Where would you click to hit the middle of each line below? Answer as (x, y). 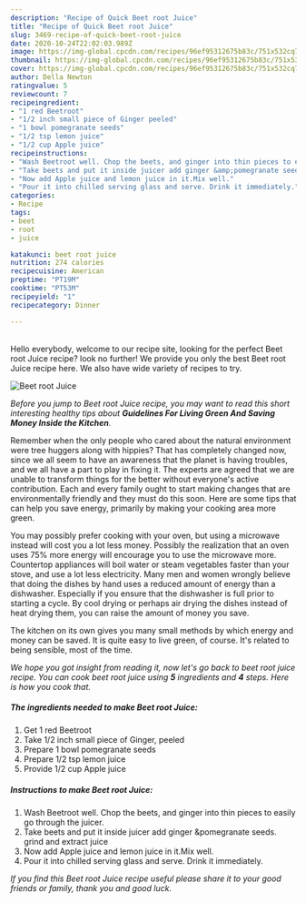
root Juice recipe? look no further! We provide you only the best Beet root (148, 358)
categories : (33, 196)
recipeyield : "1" (43, 297)
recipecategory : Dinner (55, 305)
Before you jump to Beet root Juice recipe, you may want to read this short (150, 403)
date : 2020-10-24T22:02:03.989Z (71, 43)
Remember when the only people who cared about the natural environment (151, 440)
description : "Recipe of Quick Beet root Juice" (104, 18)
